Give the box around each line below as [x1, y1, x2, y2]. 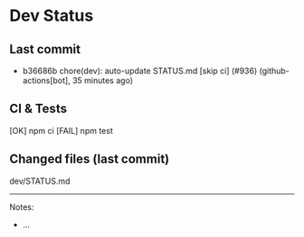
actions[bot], [22, 75, 71, 86]
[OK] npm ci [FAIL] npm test [9, 125, 113, 136]
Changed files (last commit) [9, 151, 170, 167]
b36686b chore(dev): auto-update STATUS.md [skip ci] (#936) [22, 65, 258, 76]
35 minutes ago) [71, 75, 134, 86]
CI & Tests [9, 101, 68, 117]
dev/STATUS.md [9, 175, 71, 186]
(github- [259, 65, 290, 76]
